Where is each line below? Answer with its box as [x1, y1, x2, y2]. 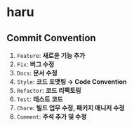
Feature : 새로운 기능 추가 [16, 52, 86, 59]
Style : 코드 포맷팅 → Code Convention [16, 77, 127, 86]
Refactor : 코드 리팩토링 [16, 87, 81, 94]
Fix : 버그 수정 [16, 60, 55, 68]
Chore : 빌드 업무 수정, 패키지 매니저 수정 [16, 104, 125, 112]
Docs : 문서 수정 [16, 69, 58, 77]
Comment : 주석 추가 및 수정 [16, 112, 87, 121]
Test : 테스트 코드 [16, 95, 64, 103]
